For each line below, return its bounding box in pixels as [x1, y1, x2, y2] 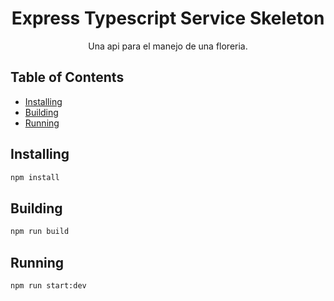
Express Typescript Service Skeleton [11, 7, 325, 30]
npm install [10, 172, 60, 182]
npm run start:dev [10, 280, 87, 291]
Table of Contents [10, 69, 125, 86]
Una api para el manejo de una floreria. [88, 40, 248, 52]
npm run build [10, 227, 70, 237]
